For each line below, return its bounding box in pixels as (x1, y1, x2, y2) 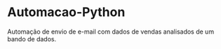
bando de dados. (7, 34, 57, 43)
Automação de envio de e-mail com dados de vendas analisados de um (7, 27, 215, 36)
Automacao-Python (7, 4, 126, 20)
